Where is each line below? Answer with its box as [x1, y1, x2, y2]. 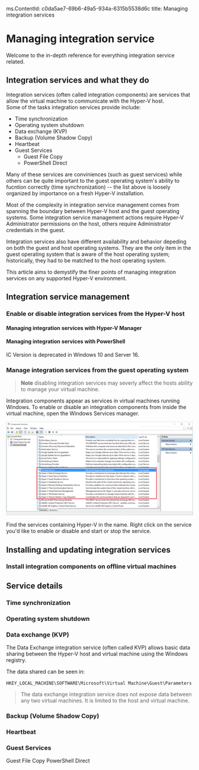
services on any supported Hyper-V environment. [6, 274, 127, 281]
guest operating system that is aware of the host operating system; [6, 251, 170, 258]
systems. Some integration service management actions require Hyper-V [6, 214, 184, 221]
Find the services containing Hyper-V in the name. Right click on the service [6, 521, 192, 528]
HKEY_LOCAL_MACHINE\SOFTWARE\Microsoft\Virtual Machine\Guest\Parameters [6, 680, 192, 686]
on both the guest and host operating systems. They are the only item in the [6, 244, 191, 251]
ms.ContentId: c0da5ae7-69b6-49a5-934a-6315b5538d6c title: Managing [6, 5, 188, 12]
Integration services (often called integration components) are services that [6, 91, 191, 98]
